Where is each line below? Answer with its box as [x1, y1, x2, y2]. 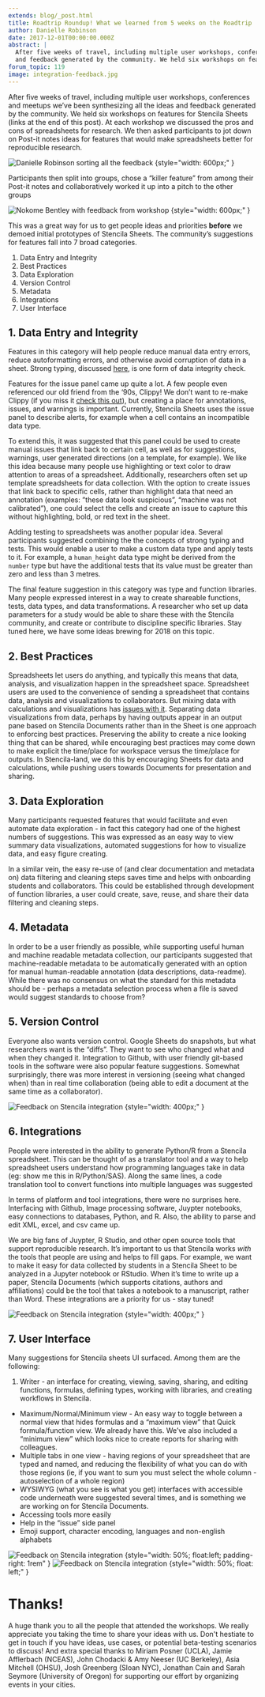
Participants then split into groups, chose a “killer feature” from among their [8, 173, 254, 183]
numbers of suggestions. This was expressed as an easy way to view [8, 832, 234, 842]
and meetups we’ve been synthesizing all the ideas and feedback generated [8, 100, 256, 110]
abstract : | [8, 41, 47, 49]
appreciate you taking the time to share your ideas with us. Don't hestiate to [8, 1630, 255, 1639]
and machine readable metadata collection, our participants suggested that [8, 950, 252, 959]
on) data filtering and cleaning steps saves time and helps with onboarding [8, 873, 251, 883]
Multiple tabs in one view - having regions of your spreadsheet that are [19, 1451, 251, 1461]
